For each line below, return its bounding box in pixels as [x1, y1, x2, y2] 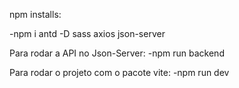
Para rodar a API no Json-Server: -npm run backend [9, 47, 225, 59]
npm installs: [9, 9, 62, 20]
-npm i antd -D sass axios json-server [9, 28, 166, 39]
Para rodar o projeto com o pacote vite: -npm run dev [9, 67, 230, 78]
